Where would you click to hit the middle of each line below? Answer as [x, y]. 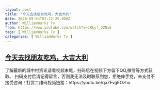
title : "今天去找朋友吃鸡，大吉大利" [38, 14]
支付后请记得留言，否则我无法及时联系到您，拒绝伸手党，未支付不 [89, 76]
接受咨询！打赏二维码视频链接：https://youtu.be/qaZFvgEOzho [68, 82]
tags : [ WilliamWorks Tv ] [32, 32]
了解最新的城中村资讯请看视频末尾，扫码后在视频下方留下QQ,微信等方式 [77, 70]
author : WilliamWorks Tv [30, 23]
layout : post [18, 9]
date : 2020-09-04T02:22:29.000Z [38, 18]
